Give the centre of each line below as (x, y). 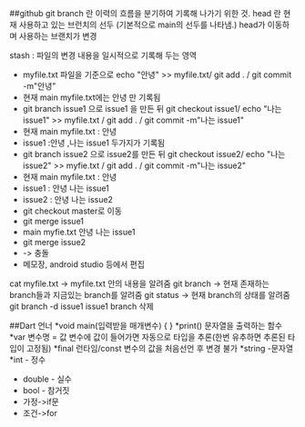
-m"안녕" (39, 86)
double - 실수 (47, 379)
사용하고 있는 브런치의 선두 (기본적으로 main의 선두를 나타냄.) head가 (142, 25)
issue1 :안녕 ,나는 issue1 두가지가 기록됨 (94, 143)
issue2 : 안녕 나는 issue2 (68, 199)
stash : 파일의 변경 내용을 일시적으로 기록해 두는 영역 (103, 55)
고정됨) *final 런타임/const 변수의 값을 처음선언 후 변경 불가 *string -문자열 (160, 348)
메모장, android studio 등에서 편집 (84, 264)
